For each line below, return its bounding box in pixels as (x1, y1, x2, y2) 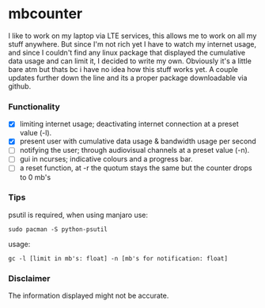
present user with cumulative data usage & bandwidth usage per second (19, 136, 257, 146)
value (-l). (19, 128, 52, 138)
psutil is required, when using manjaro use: (8, 210, 149, 219)
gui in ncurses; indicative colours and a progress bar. (19, 154, 193, 164)
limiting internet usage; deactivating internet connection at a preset (19, 120, 239, 129)
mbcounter (8, 5, 83, 23)
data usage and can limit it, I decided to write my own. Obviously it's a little (8, 56, 252, 66)
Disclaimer (8, 272, 51, 283)
